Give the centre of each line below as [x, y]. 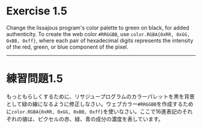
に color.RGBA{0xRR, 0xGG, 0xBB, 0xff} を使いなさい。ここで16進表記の [94, 111]
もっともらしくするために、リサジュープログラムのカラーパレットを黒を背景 [101, 96]
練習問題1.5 [35, 79]
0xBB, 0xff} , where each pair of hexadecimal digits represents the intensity [100, 40]
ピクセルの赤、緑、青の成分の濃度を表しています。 [101, 119]
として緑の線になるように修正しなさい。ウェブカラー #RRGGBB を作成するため [100, 104]
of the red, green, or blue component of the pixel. [67, 47]
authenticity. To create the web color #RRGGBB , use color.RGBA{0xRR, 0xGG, [98, 34]
